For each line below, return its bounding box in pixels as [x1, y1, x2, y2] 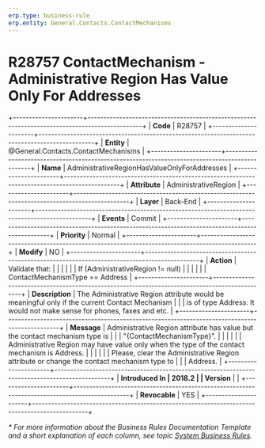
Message [70, 323, 101, 332]
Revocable [139, 390, 176, 400]
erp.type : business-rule [8, 11, 90, 20]
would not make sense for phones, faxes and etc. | [8, 306, 173, 316]
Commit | [131, 214, 161, 223]
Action [210, 256, 233, 265]
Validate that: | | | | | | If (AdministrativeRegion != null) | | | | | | [8, 264, 207, 274]
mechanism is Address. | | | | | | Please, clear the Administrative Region [8, 348, 240, 358]
